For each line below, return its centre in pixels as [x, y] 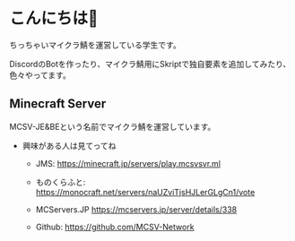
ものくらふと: [61, 182]
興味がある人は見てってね [69, 145]
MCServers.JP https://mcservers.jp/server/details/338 [136, 209]
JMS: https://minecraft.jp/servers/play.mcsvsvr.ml [128, 163]
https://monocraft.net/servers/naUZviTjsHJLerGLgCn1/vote [145, 192]
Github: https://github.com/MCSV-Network [115, 227]
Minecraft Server [58, 104]
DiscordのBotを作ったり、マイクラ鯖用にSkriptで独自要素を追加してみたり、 [150, 64]
